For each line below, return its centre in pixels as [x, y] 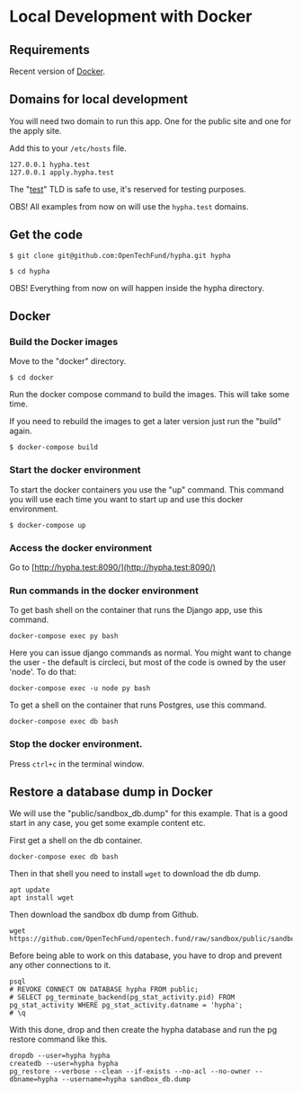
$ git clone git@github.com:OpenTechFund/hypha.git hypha [120, 255]
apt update [30, 890]
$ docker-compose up [48, 525]
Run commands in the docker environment [104, 591]
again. [21, 431]
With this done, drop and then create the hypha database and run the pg [143, 1030]
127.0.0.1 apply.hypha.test [62, 173]
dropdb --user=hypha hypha [60, 1056]
